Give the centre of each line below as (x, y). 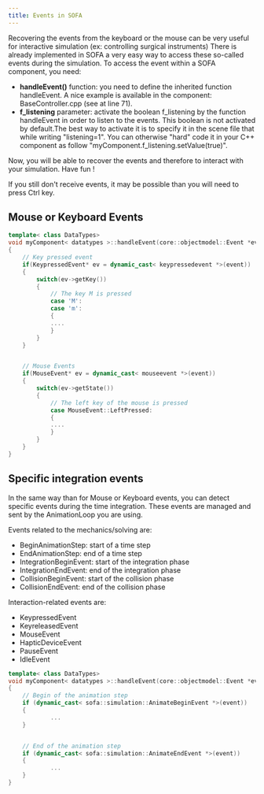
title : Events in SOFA (45, 15)
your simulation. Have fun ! (52, 169)
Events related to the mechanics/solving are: (80, 529)
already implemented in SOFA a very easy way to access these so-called (126, 54)
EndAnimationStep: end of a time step (81, 553)
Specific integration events (76, 479)
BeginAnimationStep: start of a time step (85, 545)
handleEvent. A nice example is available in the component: (115, 95)
